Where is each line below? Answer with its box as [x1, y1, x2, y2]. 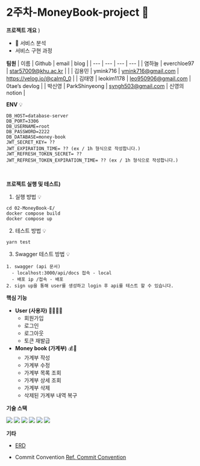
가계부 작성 [23, 354, 50, 361]
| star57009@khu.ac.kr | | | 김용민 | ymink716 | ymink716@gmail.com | [6, 67, 180, 74]
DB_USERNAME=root [6, 123, 50, 130]
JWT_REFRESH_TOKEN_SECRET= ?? [6, 151, 83, 157]
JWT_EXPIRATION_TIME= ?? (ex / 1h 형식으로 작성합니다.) [6, 145, 141, 151]
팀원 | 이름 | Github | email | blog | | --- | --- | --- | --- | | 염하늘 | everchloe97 [6, 60, 195, 67]
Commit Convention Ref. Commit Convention [14, 453, 127, 461]
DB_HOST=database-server [6, 113, 69, 119]
